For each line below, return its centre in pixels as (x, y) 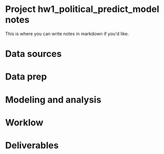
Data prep (26, 77)
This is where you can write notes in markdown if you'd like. (67, 33)
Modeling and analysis (53, 100)
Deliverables (32, 145)
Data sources (33, 54)
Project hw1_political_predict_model (82, 9)
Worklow (24, 122)
